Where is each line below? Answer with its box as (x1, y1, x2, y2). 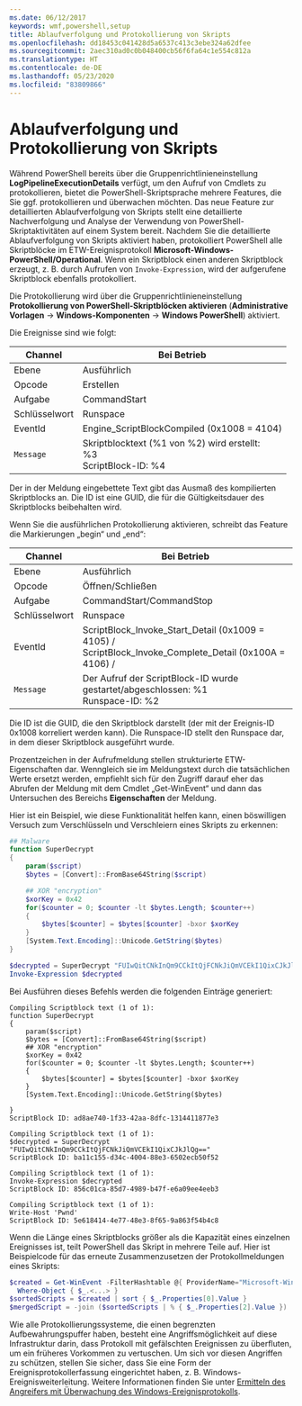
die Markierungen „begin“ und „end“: (9, 528, 147, 539)
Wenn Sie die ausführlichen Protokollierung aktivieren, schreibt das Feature (9, 518, 289, 529)
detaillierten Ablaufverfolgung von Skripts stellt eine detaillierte (9, 206, 243, 217)
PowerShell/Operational (9, 254, 102, 265)
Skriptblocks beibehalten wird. (9, 501, 122, 512)
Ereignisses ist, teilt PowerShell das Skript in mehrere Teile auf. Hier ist (9, 1241, 271, 1252)
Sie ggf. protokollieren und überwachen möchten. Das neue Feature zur (9, 196, 274, 207)
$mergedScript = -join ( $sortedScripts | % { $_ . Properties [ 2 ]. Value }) (9, 1302, 288, 1312)
